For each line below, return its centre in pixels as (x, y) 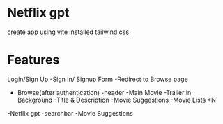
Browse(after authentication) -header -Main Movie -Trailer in (104, 92)
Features (33, 60)
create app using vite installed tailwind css (68, 32)
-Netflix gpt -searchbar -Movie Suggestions (70, 113)
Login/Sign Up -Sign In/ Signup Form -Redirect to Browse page (98, 79)
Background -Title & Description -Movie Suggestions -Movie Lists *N (116, 100)
